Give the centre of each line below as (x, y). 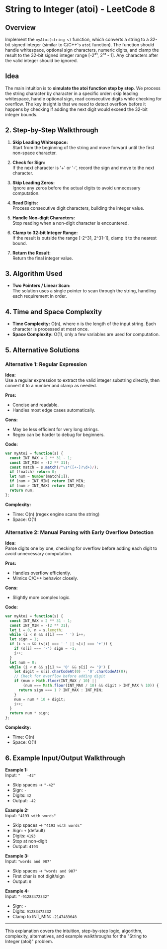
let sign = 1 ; (24, 639)
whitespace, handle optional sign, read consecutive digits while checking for (83, 98)
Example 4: (17, 891)
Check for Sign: (29, 162)
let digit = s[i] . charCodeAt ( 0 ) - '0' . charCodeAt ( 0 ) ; (71, 672)
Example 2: (17, 810)
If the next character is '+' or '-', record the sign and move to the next (83, 168)
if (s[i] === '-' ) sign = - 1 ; (45, 649)
